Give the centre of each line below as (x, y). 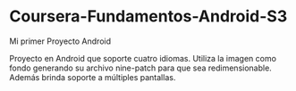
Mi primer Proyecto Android (60, 41)
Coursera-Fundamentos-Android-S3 (148, 17)
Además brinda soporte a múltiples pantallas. (93, 77)
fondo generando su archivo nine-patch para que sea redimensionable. (141, 68)
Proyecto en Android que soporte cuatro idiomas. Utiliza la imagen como (143, 58)
